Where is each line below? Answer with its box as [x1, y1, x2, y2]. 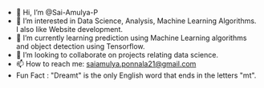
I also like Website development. [15, 25, 123, 34]
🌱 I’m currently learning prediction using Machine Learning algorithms [15, 33, 247, 42]
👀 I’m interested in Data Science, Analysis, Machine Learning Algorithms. [15, 16, 257, 26]
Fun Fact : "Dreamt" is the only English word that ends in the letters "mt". [15, 70, 257, 80]
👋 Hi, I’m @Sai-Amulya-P [15, 8, 99, 17]
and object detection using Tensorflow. [15, 42, 146, 51]
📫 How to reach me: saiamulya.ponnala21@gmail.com [15, 59, 197, 68]
